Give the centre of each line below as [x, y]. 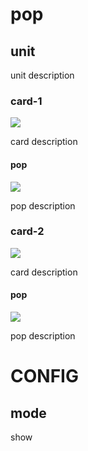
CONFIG [44, 376]
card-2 [27, 231]
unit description [42, 75]
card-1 [26, 101]
